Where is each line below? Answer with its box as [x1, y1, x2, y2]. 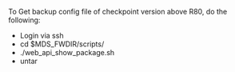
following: [8, 15, 41, 25]
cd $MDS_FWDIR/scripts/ [19, 39, 105, 49]
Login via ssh [19, 31, 64, 40]
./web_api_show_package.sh [19, 48, 115, 57]
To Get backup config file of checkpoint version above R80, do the [8, 7, 228, 16]
